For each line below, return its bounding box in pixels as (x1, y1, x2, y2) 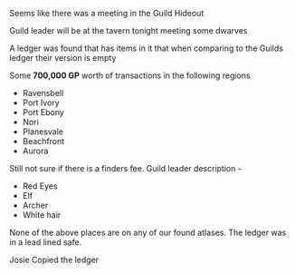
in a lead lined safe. (9, 237, 82, 248)
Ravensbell (22, 88, 64, 98)
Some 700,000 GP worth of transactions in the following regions (9, 70, 251, 81)
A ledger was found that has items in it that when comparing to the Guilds (9, 43, 283, 54)
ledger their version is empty (9, 53, 117, 63)
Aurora (22, 145, 49, 156)
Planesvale (22, 126, 64, 137)
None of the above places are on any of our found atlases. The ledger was (9, 227, 287, 238)
